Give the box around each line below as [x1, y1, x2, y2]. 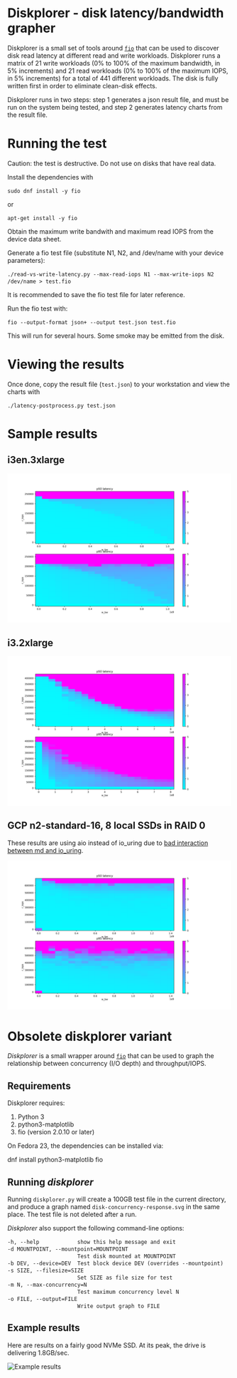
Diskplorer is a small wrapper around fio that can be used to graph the [7, 1052, 214, 1060]
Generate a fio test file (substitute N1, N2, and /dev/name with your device [7, 248, 224, 257]
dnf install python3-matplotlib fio [7, 1156, 104, 1164]
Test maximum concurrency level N [77, 1288, 180, 1296]
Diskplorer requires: [7, 1099, 65, 1107]
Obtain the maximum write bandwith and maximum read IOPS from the [7, 227, 214, 236]
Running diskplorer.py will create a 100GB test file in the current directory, [7, 1195, 226, 1203]
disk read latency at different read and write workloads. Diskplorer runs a [7, 51, 221, 60]
